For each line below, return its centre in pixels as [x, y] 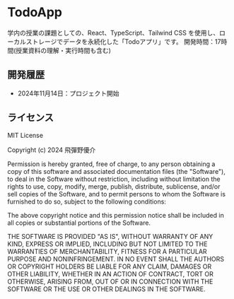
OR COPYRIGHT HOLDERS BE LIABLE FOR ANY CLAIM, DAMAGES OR [110, 266]
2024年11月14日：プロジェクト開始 [68, 93]
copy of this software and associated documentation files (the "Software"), [117, 171]
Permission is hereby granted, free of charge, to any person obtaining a [111, 164]
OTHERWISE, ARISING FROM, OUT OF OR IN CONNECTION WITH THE [110, 281]
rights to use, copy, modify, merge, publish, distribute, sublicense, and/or [114, 186]
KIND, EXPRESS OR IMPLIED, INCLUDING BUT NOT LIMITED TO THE [107, 244]
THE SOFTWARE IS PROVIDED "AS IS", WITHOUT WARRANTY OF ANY [110, 236]
